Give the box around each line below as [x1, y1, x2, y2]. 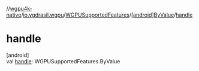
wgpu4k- [10, 5, 33, 12]
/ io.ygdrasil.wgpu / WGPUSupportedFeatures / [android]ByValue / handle [20, 11, 193, 18]
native [6, 11, 22, 18]
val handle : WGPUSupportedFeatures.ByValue [6, 57, 120, 64]
